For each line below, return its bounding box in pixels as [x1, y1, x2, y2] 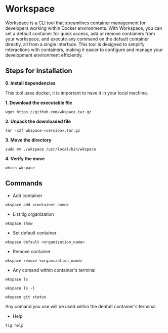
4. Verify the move [5, 155, 45, 162]
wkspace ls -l [5, 286, 35, 291]
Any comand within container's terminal [12, 267, 96, 273]
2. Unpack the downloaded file [5, 118, 71, 124]
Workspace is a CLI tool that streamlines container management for [5, 20, 146, 26]
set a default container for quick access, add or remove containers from [5, 30, 155, 36]
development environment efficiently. [5, 52, 83, 58]
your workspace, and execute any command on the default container [5, 36, 149, 42]
